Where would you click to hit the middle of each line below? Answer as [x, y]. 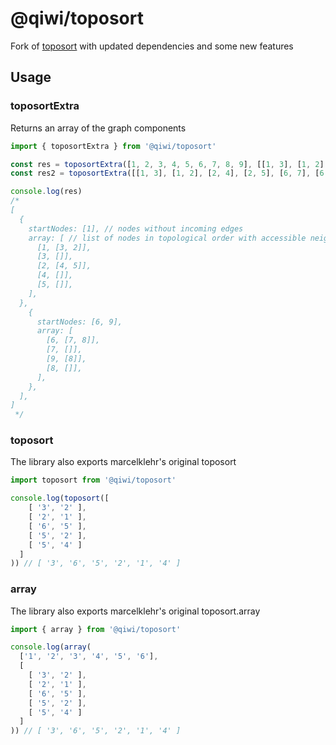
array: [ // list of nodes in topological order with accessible [167, 238]
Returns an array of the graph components [98, 128]
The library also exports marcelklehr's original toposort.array [135, 611]
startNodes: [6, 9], [79, 322]
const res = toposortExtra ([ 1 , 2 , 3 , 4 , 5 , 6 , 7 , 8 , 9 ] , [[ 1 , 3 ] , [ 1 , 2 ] [167, 164]
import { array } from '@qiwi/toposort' [96, 629]
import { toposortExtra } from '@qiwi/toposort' [113, 146]
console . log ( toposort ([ [60, 498]
